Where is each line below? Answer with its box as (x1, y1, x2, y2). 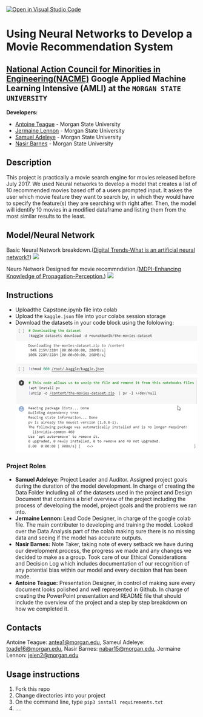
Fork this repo (15, 685, 50, 693)
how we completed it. (15, 605, 69, 612)
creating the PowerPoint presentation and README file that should (15, 592, 182, 599)
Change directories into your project (15, 692, 106, 699)
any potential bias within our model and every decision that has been (15, 566, 187, 573)
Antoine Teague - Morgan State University (15, 120, 121, 128)
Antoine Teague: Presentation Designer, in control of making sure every (15, 579, 196, 586)
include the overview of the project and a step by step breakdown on (15, 598, 187, 606)
